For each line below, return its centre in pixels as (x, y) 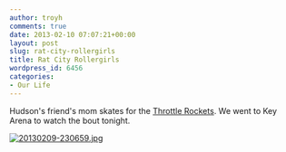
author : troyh (36, 18)
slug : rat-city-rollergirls (63, 52)
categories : (32, 77)
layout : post (34, 43)
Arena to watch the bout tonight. (70, 120)
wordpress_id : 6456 (46, 69)
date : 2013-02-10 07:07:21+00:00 (73, 34)
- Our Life (30, 85)
